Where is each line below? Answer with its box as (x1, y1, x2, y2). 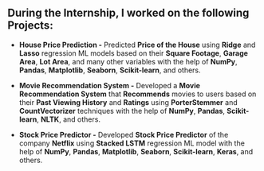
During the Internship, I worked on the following (7, 6, 250, 20)
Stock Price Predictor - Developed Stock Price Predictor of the (18, 130, 229, 139)
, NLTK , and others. (36, 115, 101, 124)
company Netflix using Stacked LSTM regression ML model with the (18, 138, 245, 148)
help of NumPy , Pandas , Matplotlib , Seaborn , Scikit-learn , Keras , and (18, 146, 254, 156)
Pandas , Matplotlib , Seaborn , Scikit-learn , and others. (18, 65, 201, 75)
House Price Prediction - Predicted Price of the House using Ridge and (18, 40, 256, 49)
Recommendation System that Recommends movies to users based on (18, 89, 257, 99)
